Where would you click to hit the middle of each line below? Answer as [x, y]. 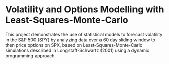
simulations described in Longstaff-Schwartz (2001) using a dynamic [77, 50]
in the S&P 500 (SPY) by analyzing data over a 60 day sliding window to [80, 40]
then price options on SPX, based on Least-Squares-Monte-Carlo [74, 45]
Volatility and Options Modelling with [85, 9]
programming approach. [31, 56]
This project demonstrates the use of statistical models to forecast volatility [84, 34]
